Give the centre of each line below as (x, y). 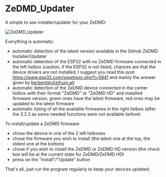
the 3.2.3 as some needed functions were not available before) (76, 114)
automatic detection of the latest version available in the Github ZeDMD (85, 51)
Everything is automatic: (30, 41)
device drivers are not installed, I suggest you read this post (73, 72)
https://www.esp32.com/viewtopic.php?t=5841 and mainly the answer (84, 77)
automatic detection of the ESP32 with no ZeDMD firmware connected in (87, 61)
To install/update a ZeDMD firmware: (43, 124)
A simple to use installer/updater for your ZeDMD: (56, 22)
